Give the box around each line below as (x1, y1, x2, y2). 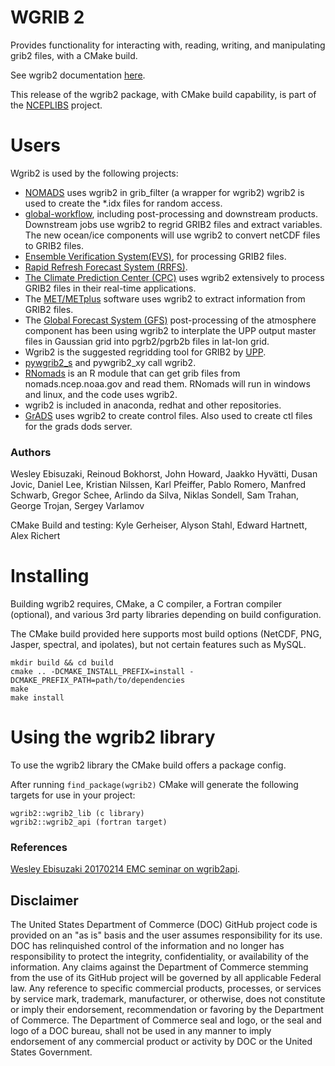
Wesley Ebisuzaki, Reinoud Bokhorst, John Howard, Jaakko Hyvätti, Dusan (10, 468, 318, 480)
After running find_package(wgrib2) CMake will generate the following (10, 779, 299, 791)
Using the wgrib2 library (10, 726, 216, 749)
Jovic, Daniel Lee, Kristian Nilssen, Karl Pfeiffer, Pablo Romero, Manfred (10, 479, 306, 491)
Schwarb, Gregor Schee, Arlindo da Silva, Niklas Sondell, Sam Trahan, (10, 489, 300, 501)
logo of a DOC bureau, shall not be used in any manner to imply (10, 1025, 272, 1037)
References (10, 840, 68, 854)
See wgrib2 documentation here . (10, 69, 146, 81)
